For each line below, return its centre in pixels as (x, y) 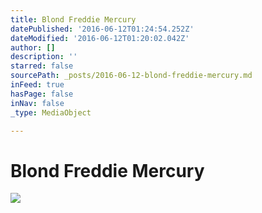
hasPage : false (42, 94)
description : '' (44, 57)
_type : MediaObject (51, 112)
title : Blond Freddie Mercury (73, 19)
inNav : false (37, 103)
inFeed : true (37, 85)
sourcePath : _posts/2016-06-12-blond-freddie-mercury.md (131, 76)
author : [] (33, 47)
